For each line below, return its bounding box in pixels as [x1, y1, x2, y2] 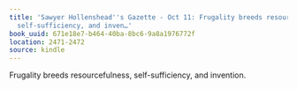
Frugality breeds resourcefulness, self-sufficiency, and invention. [9, 70, 247, 80]
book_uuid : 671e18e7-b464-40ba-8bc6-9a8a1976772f [9, 29, 196, 38]
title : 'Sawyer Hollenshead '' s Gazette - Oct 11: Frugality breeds [9, 12, 263, 22]
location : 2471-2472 [9, 37, 86, 47]
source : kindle [9, 46, 65, 55]
